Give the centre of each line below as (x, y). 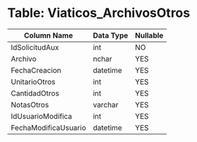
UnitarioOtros (33, 81)
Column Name (48, 35)
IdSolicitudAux (35, 47)
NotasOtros (30, 105)
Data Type (111, 35)
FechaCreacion (36, 70)
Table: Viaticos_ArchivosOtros (99, 13)
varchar (106, 105)
